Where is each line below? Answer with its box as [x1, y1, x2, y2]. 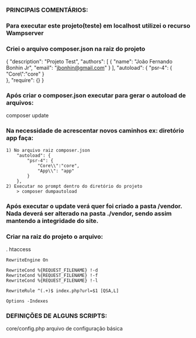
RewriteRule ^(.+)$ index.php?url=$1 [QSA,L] [6, 288, 119, 293]
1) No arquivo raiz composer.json [6, 147, 91, 153]
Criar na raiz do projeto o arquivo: [6, 232, 104, 241]
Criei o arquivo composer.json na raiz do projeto [6, 45, 146, 53]
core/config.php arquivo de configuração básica [6, 325, 123, 332]
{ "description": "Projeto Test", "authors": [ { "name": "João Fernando [6, 58, 173, 65]
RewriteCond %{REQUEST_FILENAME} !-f [6, 272, 98, 278]
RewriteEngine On [6, 257, 49, 263]
